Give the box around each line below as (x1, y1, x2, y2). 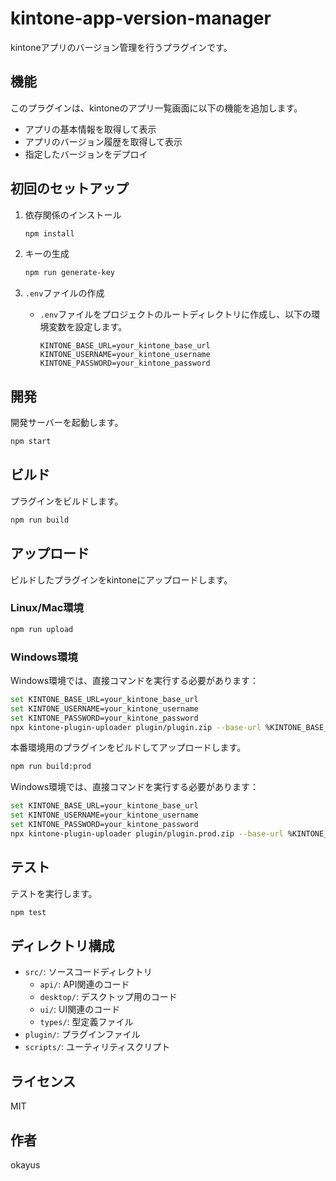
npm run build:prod (10, 762, 92, 772)
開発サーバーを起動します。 (10, 417, 124, 429)
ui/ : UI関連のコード (39, 1003, 121, 1016)
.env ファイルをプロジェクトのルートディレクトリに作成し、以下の (39, 308, 312, 321)
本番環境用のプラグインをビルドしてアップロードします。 (10, 742, 247, 754)
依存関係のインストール (24, 208, 122, 221)
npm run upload (10, 624, 74, 634)
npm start (10, 437, 52, 447)
